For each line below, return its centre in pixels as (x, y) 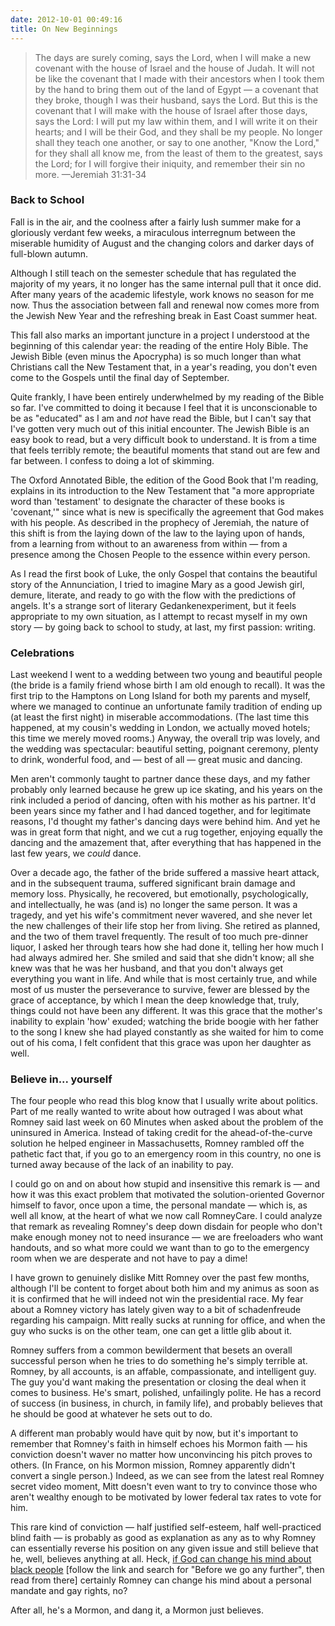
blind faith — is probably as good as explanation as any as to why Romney (163, 1538)
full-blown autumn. (49, 253)
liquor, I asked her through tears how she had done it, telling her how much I (167, 947)
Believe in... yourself (61, 1079)
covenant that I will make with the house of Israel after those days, (171, 110)
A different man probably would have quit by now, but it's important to (154, 1433)
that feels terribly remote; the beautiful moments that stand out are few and (165, 450)
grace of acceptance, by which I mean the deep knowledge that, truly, (155, 1000)
